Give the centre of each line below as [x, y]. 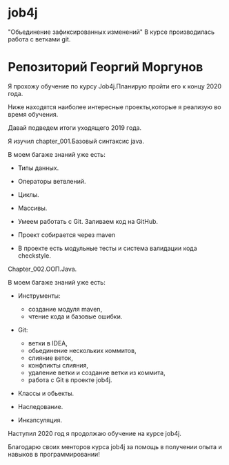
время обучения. [33, 114]
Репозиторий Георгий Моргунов [106, 67]
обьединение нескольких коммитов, [82, 350]
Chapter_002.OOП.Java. [42, 269]
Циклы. [29, 194]
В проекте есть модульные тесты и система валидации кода [107, 248]
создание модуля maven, [65, 309]
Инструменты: [39, 296]
